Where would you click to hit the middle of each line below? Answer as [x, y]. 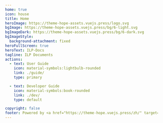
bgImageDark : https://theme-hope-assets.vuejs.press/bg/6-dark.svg [75, 32]
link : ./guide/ [29, 73]
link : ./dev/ [27, 95]
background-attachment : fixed [40, 41]
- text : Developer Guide [34, 86]
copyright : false [23, 108]
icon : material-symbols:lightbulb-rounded [57, 69]
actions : [14, 59]
